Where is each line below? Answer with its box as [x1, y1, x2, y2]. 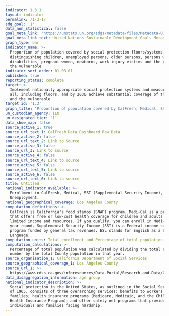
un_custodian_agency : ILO [5, 111, 59, 116]
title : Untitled [5, 181, 39, 186]
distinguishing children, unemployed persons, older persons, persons [10, 54, 161, 60]
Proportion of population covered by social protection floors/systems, [10, 49, 165, 55]
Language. [10, 233, 30, 238]
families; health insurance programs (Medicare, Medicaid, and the [10, 294, 154, 299]
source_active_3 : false [5, 143, 55, 149]
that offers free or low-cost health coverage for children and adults [10, 214, 163, 219]
